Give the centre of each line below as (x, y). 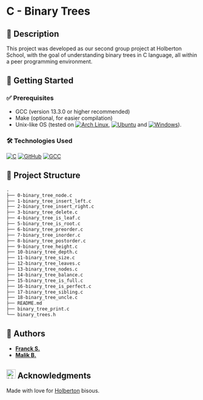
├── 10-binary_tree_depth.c (42, 252)
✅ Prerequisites (30, 98)
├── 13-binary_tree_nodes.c (42, 269)
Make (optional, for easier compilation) (64, 118)
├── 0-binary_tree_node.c (39, 195)
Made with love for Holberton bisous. (53, 390)
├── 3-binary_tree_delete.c (42, 212)
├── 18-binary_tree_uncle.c (42, 298)
